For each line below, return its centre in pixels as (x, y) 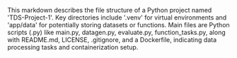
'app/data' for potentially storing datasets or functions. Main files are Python (118, 25)
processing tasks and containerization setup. (73, 47)
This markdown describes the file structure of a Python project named (110, 10)
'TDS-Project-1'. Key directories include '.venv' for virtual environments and (117, 17)
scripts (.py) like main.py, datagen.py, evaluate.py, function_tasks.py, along (117, 32)
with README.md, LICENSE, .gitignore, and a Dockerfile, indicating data (112, 40)
